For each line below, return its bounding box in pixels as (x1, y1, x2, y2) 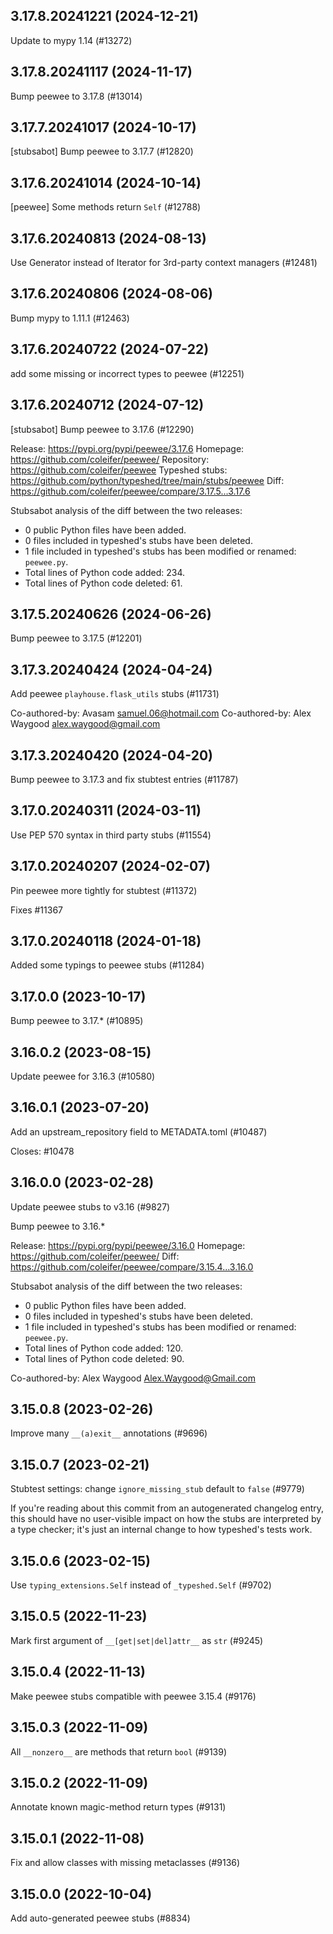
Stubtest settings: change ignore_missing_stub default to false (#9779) (10, 1483, 305, 1495)
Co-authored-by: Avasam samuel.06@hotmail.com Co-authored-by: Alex (10, 707, 312, 719)
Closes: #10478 (10, 1145, 75, 1157)
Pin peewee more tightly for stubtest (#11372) (10, 884, 198, 896)
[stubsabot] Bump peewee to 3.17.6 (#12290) (10, 423, 195, 435)
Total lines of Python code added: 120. (24, 1342, 184, 1354)
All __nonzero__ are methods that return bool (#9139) (10, 1745, 228, 1758)
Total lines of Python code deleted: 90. (24, 1352, 185, 1364)
